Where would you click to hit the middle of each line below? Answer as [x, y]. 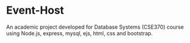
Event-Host [35, 10]
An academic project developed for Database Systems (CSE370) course [95, 27]
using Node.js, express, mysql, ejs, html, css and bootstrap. [79, 33]
